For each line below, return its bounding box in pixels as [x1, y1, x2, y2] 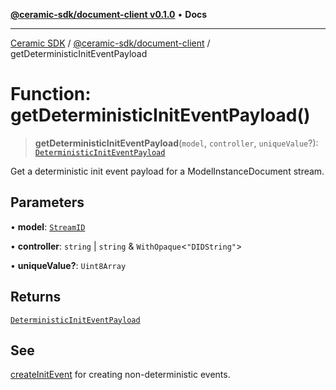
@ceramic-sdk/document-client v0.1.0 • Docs [10, 9, 208, 20]
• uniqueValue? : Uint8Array [10, 259, 127, 271]
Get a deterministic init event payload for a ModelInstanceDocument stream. [10, 165, 325, 177]
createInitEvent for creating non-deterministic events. [10, 369, 231, 381]
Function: [10, 83, 92, 106]
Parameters [10, 194, 85, 211]
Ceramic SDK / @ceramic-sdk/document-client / [10, 37, 211, 49]
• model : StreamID [10, 220, 86, 233]
